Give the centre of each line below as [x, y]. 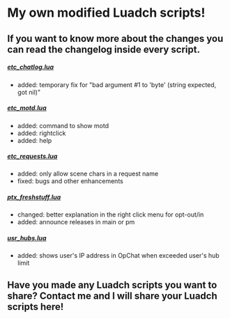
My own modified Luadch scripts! [106, 13]
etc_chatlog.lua [31, 67]
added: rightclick [41, 133]
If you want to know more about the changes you [115, 39]
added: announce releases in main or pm [76, 222]
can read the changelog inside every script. [104, 49]
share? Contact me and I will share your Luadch [112, 296]
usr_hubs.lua [27, 238]
